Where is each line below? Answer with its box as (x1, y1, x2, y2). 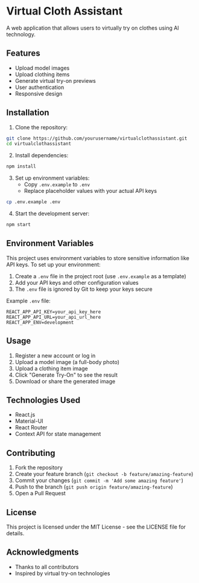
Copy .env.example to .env (24, 181, 90, 188)
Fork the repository (14, 464, 63, 471)
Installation (6, 108, 49, 118)
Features (6, 48, 40, 59)
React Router (14, 424, 48, 431)
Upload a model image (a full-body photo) (14, 358, 119, 365)
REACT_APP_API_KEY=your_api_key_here (6, 308, 101, 315)
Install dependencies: (14, 152, 69, 159)
